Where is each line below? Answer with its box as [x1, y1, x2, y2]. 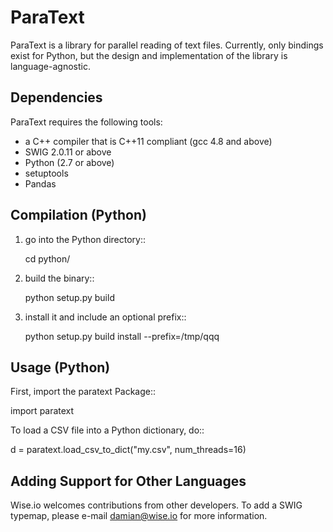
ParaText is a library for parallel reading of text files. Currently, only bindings [10, 39, 324, 51]
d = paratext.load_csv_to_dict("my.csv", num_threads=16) [10, 444, 247, 456]
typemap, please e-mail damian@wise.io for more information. [10, 510, 268, 522]
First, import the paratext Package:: [10, 386, 157, 398]
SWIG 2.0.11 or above [24, 146, 112, 158]
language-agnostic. [10, 60, 91, 72]
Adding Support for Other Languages [10, 472, 247, 490]
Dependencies [10, 89, 103, 106]
